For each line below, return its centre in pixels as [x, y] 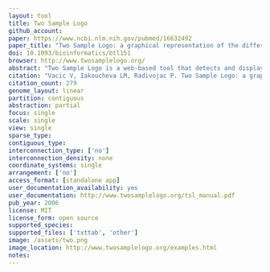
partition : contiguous [46, 98]
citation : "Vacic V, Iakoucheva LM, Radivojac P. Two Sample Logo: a [127, 76]
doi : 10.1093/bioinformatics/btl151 [70, 53]
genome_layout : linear [46, 91]
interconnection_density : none [61, 158]
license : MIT [30, 210]
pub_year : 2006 [34, 203]
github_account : [35, 31]
